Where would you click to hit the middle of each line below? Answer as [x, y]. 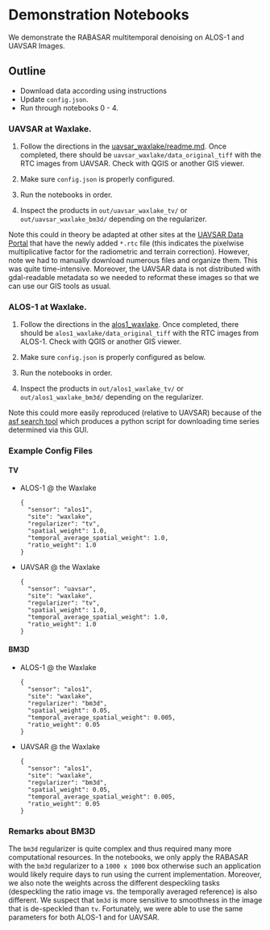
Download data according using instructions [93, 90]
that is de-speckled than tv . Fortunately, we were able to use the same [126, 908]
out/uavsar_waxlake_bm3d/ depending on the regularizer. [113, 219]
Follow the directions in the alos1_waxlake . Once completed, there [129, 325]
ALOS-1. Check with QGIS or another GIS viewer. [100, 341]
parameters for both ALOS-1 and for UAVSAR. [84, 917]
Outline [27, 71]
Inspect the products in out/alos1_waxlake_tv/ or [102, 388]
